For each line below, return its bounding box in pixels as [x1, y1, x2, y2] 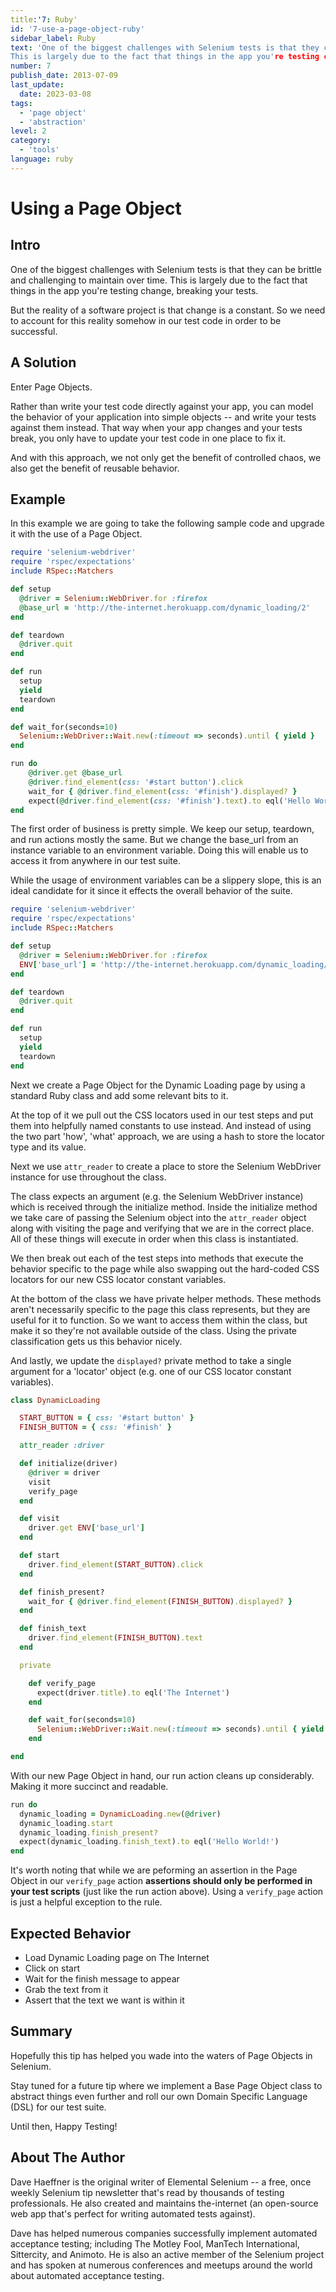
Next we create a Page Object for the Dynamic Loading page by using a [10, 1079, 306, 1091]
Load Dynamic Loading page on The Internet [24, 1951, 210, 1963]
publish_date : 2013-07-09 [10, 71, 118, 81]
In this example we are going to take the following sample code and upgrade [10, 517, 325, 530]
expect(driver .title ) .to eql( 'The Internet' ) [36, 1687, 230, 1698]
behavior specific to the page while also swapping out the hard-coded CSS [10, 1262, 320, 1275]
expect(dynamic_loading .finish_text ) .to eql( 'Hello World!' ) [19, 1837, 280, 1847]
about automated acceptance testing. [10, 2269, 165, 2281]
